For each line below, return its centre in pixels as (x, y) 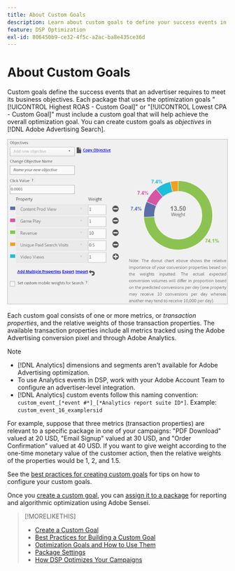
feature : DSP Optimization (47, 29)
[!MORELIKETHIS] (50, 516)
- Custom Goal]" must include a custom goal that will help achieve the (108, 114)
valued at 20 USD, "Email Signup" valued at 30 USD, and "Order (99, 438)
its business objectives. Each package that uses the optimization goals (109, 100)
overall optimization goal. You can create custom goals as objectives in (109, 122)
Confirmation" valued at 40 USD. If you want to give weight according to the (117, 446)
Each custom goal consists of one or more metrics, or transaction (102, 316)
